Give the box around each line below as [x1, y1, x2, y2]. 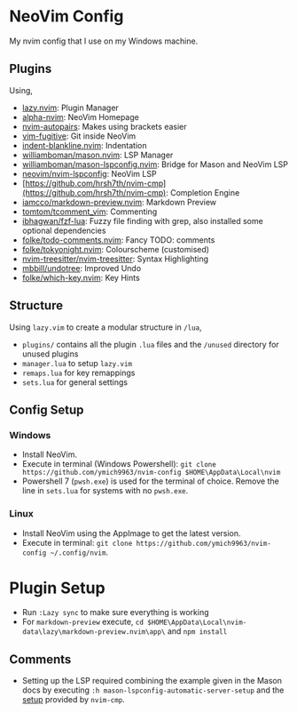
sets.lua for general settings [21, 376, 129, 388]
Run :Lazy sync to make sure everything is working [21, 607, 209, 618]
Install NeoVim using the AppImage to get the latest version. [21, 527, 241, 539]
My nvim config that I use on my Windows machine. [9, 36, 199, 46]
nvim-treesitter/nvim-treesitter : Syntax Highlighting [21, 253, 209, 264]
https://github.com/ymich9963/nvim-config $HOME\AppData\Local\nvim [21, 469, 281, 477]
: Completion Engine [165, 187, 240, 197]
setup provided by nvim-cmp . [21, 694, 126, 705]
